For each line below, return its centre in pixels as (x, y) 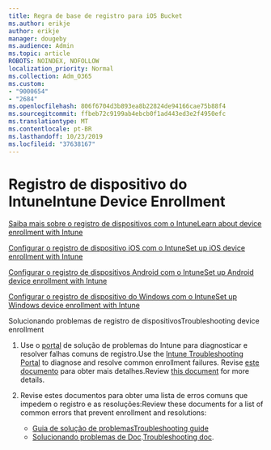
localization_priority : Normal (61, 69)
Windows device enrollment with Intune (74, 306)
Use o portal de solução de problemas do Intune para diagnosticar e (134, 345)
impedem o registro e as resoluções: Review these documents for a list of (142, 404)
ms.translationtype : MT (49, 122)
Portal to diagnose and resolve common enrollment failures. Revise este (140, 362)
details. (32, 380)
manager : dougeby (38, 39)
